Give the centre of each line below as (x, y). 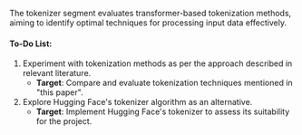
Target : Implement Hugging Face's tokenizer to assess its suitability (163, 111)
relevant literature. (57, 73)
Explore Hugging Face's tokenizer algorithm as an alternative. (137, 102)
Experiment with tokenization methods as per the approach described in (157, 63)
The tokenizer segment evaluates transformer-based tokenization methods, (151, 13)
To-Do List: (31, 43)
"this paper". (59, 92)
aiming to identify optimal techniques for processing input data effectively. (148, 23)
